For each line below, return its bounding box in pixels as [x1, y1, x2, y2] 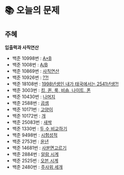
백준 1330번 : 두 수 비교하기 [12, 126, 67, 132]
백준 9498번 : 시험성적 [12, 132, 58, 138]
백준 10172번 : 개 [12, 113, 46, 119]
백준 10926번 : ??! [12, 75, 49, 80]
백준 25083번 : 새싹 [12, 119, 52, 125]
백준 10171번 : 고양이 [12, 106, 53, 113]
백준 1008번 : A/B [12, 62, 48, 68]
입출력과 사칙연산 [5, 45, 39, 50]
